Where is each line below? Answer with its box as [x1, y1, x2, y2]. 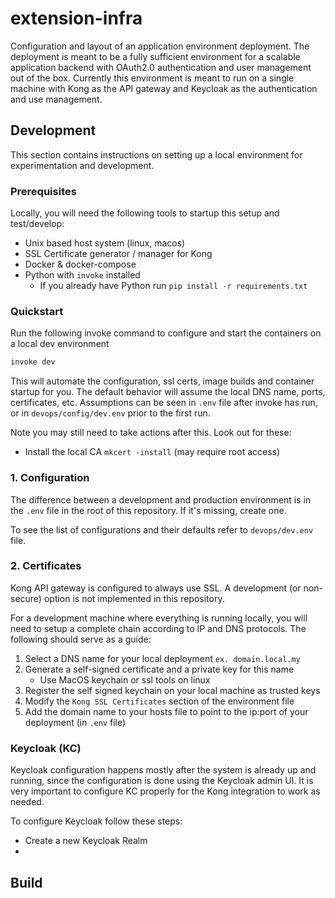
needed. [10, 796, 45, 808]
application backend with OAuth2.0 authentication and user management [10, 61, 312, 73]
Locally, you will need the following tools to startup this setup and [10, 207, 280, 219]
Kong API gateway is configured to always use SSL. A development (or [10, 582, 302, 594]
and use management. [10, 93, 103, 105]
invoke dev [10, 357, 56, 367]
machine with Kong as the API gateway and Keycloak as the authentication [10, 82, 318, 94]
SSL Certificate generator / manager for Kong [24, 248, 213, 260]
